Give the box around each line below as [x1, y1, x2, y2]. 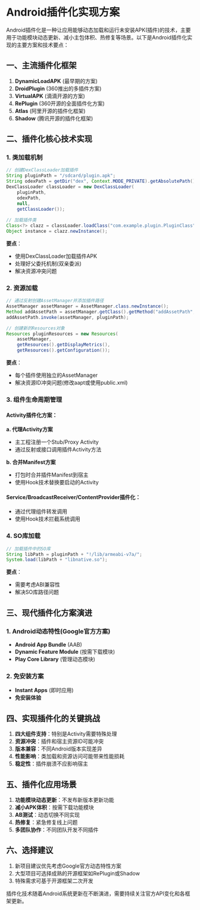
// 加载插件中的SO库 [6, 546, 51, 552]
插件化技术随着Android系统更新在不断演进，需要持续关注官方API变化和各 [6, 890, 186, 897]
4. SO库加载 [6, 532, 40, 540]
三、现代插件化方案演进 [6, 607, 92, 618]
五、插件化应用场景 [6, 779, 77, 789]
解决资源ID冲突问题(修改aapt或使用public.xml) [14, 379, 128, 386]
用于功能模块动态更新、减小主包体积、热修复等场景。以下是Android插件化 [6, 33, 187, 41]
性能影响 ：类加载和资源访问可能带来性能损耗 [14, 753, 125, 760]
